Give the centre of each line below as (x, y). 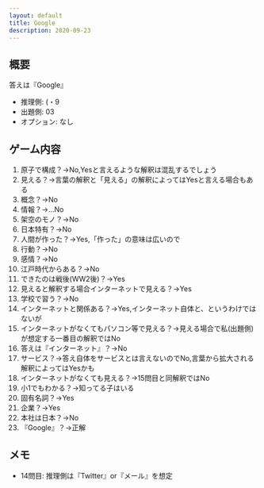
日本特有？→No (46, 229)
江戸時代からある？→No (60, 269)
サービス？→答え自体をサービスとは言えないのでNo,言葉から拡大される (137, 358)
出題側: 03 (37, 112)
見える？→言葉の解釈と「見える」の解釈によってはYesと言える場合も (133, 180)
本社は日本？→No (50, 418)
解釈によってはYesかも (57, 368)
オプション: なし (47, 122)
